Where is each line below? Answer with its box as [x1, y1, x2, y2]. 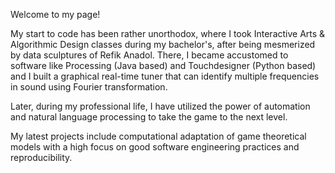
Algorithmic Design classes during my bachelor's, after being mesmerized [10, 39, 316, 50]
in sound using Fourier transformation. [10, 81, 168, 93]
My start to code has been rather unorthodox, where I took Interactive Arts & [10, 28, 326, 39]
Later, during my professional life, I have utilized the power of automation [10, 100, 311, 112]
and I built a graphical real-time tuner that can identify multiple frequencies [10, 70, 320, 82]
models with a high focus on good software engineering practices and [10, 141, 300, 153]
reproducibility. [10, 152, 73, 163]
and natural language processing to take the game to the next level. [10, 111, 288, 123]
